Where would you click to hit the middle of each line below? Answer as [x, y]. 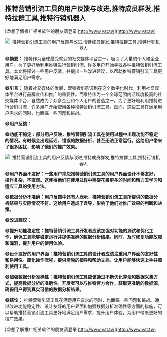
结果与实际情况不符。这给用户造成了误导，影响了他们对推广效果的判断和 [83, 203]
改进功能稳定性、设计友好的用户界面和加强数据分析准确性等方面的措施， [83, 306]
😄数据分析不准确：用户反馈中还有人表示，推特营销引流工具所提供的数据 [79, 197]
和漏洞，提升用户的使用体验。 [36, 243]
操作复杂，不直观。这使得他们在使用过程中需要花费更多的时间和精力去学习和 [83, 180]
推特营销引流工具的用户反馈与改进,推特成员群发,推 [83, 9]
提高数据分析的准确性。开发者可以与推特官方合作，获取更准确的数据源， [88, 283]
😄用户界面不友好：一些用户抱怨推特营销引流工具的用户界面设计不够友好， [82, 174]
